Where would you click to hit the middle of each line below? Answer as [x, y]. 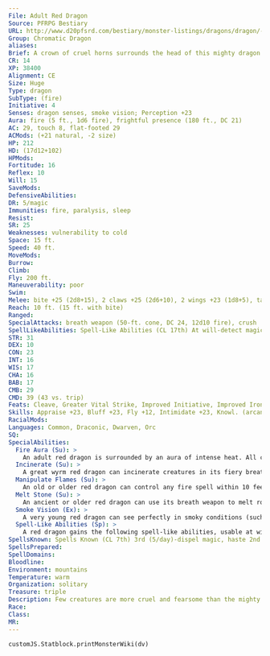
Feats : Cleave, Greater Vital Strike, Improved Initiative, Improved [127, 405]
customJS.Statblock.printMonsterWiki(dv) [79, 644]
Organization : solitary [48, 584]
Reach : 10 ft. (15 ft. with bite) [66, 307]
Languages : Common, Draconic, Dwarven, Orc [82, 427]
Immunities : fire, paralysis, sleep [70, 210]
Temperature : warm [39, 577]
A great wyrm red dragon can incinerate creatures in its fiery [133, 472]
